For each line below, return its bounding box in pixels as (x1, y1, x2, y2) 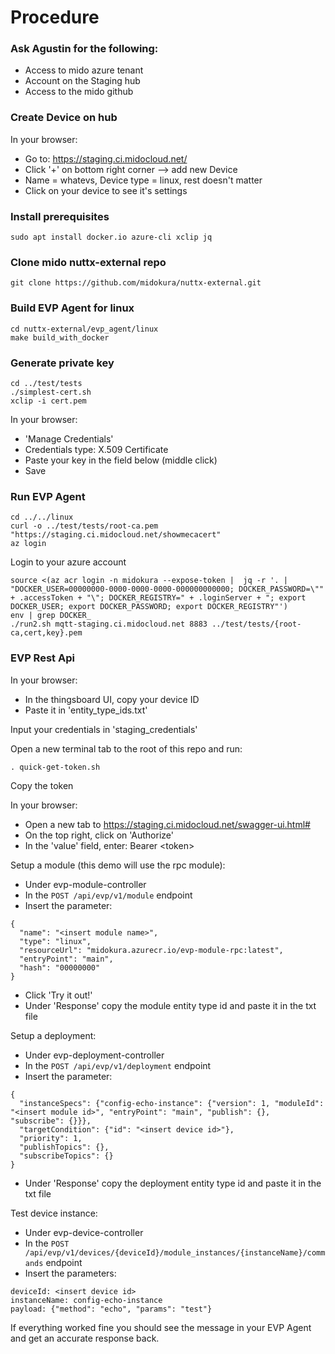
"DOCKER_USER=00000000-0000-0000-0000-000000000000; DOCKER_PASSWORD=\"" (10, 584, 325, 595)
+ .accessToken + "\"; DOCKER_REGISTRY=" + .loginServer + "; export (10, 593, 307, 603)
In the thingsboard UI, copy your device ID (24, 693, 200, 705)
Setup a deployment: (10, 1029, 97, 1041)
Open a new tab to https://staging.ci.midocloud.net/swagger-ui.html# (24, 818, 311, 830)
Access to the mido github (24, 86, 134, 98)
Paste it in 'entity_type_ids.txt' (24, 704, 148, 716)
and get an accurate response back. (10, 1332, 160, 1344)
